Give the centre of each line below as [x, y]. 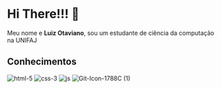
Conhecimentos [42, 62]
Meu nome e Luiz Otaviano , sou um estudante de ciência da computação [110, 33]
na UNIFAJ [22, 40]
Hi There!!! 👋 [43, 14]
